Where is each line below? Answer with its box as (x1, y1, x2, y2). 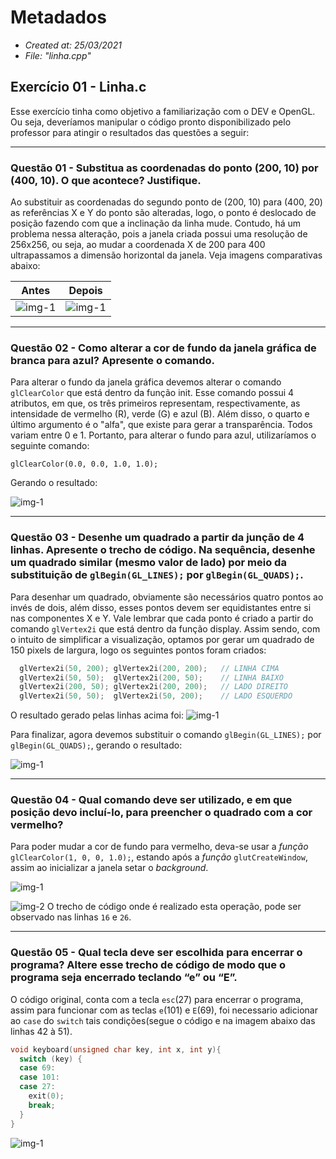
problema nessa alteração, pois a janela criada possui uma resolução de (10, 228, 308, 240)
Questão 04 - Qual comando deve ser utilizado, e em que (10, 793, 293, 807)
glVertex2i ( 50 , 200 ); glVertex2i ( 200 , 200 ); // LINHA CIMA (19, 663, 280, 673)
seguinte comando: (10, 440, 90, 452)
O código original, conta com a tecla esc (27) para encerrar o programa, (10, 993, 304, 1005)
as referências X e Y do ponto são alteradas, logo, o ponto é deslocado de (10, 207, 317, 219)
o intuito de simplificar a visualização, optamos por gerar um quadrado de (10, 633, 315, 645)
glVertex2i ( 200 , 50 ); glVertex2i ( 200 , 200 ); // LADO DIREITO (19, 682, 288, 692)
